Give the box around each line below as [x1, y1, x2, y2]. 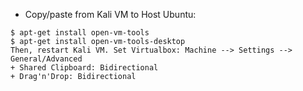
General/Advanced [10, 54, 83, 64]
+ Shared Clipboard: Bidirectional [10, 63, 159, 73]
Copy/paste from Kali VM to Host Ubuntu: [24, 9, 197, 20]
